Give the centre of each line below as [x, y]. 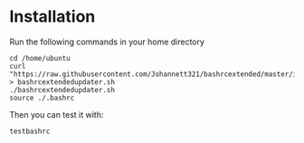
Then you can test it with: [57, 114]
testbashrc [30, 131]
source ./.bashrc [42, 98]
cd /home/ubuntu [40, 58]
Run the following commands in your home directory [107, 42]
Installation [52, 17]
